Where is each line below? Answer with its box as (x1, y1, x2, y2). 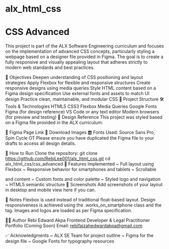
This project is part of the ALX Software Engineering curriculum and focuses (5, 43, 164, 49)
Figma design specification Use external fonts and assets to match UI (5, 91, 150, 97)
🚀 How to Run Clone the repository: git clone (5, 150, 98, 156)
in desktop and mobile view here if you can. (5, 187, 96, 193)
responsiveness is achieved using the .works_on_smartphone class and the (5, 202, 162, 208)
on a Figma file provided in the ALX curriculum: (5, 119, 103, 126)
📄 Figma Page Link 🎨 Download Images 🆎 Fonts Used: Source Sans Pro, (5, 130, 155, 136)
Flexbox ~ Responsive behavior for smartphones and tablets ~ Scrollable (5, 167, 156, 173)
